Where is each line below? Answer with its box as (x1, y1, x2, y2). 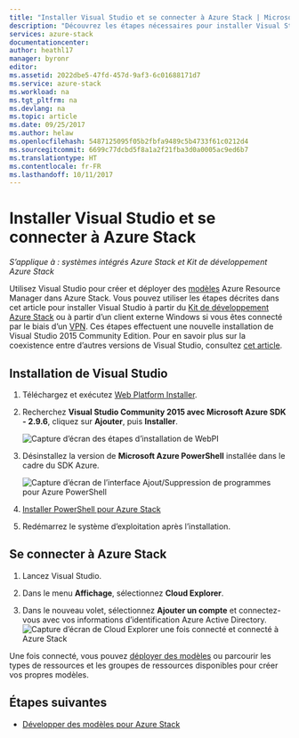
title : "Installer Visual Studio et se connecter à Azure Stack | (9, 12, 261, 22)
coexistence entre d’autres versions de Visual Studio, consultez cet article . (9, 340, 283, 351)
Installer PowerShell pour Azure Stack (21, 504, 162, 514)
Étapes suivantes (9, 695, 108, 710)
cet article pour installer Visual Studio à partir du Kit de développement (9, 302, 270, 313)
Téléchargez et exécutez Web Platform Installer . (21, 389, 198, 400)
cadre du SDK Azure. (21, 460, 100, 470)
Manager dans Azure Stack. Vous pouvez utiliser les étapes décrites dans (9, 293, 279, 303)
